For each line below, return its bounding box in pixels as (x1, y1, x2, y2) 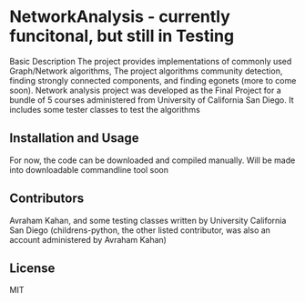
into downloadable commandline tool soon (9, 164, 168, 175)
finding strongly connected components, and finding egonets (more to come (9, 75, 297, 86)
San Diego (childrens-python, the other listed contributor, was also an (9, 225, 271, 236)
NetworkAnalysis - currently (9, 6, 230, 27)
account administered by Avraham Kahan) (9, 234, 167, 245)
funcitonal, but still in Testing (9, 25, 235, 46)
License (9, 260, 56, 276)
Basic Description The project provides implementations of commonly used (9, 55, 292, 66)
